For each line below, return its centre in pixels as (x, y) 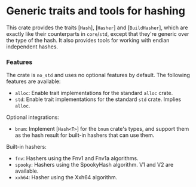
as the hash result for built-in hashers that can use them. (85, 135)
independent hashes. (32, 47)
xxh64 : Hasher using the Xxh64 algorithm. (66, 177)
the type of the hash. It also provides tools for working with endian (88, 40)
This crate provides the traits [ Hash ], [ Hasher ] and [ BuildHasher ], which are (97, 27)
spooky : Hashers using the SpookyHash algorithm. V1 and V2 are (94, 165)
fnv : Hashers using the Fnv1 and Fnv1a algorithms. (76, 158)
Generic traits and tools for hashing (96, 11)
